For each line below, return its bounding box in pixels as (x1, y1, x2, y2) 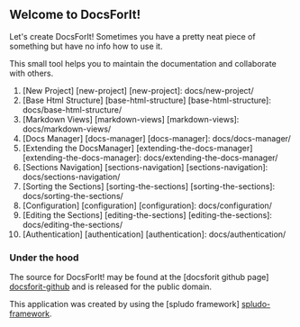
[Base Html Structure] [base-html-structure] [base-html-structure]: (22, 95, 272, 105)
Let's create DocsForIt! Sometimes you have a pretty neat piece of (9, 31, 256, 41)
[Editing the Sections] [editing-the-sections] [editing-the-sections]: (22, 209, 273, 220)
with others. (9, 68, 54, 78)
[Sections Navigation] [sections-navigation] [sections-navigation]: (22, 161, 268, 172)
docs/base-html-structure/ (22, 104, 123, 115)
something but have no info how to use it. (9, 41, 163, 51)
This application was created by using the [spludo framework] (9, 299, 241, 310)
